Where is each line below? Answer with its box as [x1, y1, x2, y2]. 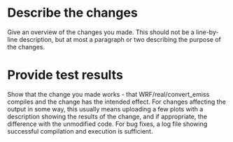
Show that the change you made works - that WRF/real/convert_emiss [7, 90, 210, 98]
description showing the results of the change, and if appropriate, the [7, 112, 208, 120]
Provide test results [7, 68, 124, 83]
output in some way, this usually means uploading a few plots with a [7, 104, 204, 113]
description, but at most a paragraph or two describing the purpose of [19, 35, 222, 43]
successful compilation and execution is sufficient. [7, 127, 153, 135]
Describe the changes [7, 5, 138, 21]
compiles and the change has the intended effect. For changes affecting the [7, 97, 226, 106]
